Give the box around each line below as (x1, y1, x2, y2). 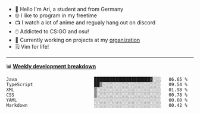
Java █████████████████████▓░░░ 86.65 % (6, 77, 187, 83)
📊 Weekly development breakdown (6, 63, 96, 69)
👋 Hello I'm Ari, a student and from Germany (14, 6, 124, 12)
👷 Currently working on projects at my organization (14, 36, 140, 43)
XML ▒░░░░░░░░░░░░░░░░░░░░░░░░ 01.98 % (6, 87, 187, 93)
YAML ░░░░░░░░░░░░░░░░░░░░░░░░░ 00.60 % (6, 97, 187, 103)
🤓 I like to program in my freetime (14, 12, 97, 19)
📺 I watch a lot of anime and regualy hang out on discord (14, 19, 156, 26)
